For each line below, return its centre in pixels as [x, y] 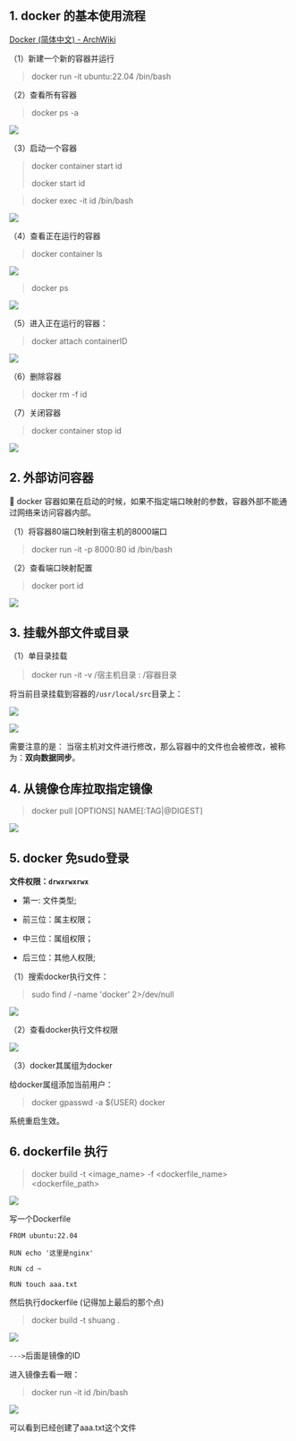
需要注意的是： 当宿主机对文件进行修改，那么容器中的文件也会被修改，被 [144, 747]
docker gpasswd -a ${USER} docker [98, 1102]
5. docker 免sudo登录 [69, 858]
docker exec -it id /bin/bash [82, 201]
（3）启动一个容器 [43, 148]
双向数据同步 [49, 758]
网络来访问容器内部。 [56, 512]
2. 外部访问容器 [51, 478]
